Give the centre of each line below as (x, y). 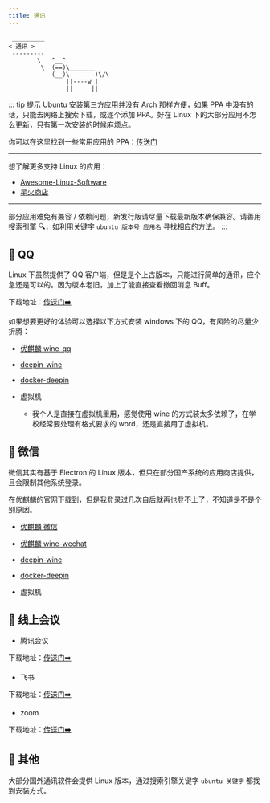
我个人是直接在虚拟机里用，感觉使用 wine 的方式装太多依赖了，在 (140, 414)
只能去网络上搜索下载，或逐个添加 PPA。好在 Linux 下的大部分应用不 (136, 114)
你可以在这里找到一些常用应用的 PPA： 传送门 (83, 141)
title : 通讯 (27, 16)
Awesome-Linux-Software (63, 182)
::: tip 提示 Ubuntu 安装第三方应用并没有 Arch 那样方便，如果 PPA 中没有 (128, 104)
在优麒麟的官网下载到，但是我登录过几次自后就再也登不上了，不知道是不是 (131, 499)
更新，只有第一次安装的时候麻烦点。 (75, 124)
